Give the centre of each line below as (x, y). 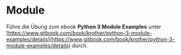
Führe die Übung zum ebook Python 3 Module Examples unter (84, 27)
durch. (80, 46)
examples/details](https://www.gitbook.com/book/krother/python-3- (90, 39)
